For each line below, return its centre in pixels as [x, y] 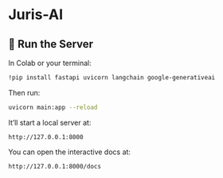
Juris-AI [36, 15]
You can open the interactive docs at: [70, 152]
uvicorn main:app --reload [53, 107]
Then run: [24, 92]
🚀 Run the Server [51, 44]
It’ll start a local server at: [50, 122]
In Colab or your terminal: [50, 63]
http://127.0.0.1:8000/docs [55, 166]
